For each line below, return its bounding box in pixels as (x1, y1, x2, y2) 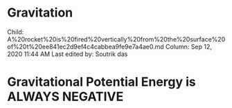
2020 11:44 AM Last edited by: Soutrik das (7, 50, 128, 58)
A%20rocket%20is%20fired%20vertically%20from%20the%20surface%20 (7, 35, 226, 43)
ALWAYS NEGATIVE (7, 89, 124, 105)
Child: (7, 28, 24, 36)
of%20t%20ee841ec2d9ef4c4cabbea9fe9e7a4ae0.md (7, 42, 164, 51)
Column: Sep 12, (165, 42, 213, 51)
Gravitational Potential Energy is (7, 74, 196, 90)
